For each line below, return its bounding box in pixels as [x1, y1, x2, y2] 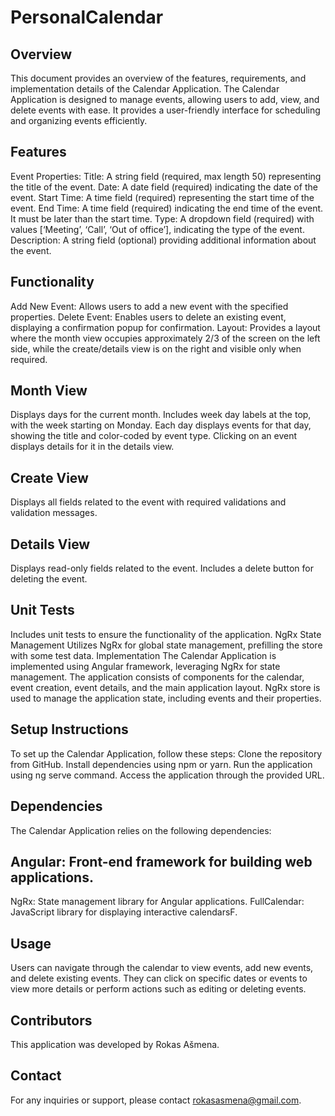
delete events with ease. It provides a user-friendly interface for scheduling [10, 104, 321, 116]
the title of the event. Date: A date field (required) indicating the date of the [10, 181, 318, 193]
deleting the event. [10, 573, 88, 585]
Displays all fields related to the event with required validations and [10, 496, 287, 508]
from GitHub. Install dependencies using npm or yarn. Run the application [10, 758, 313, 770]
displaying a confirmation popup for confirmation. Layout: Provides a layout [10, 321, 321, 333]
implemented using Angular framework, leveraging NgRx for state [10, 660, 281, 672]
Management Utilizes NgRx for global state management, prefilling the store [10, 639, 323, 651]
